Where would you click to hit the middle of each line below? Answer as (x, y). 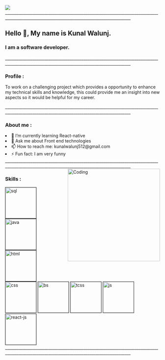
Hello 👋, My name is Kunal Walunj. (58, 33)
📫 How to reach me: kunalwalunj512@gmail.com (61, 146)
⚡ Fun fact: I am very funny (39, 154)
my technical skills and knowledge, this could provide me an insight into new (82, 92)
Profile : (15, 76)
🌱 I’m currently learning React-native (48, 136)
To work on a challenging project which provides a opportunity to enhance (81, 87)
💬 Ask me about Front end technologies (51, 141)
